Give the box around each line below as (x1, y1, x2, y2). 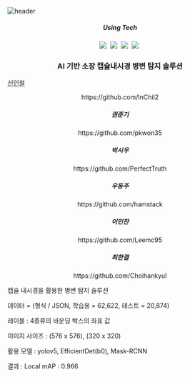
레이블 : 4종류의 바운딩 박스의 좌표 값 (7, 316, 111, 325)
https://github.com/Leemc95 (77, 236, 163, 244)
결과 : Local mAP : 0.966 (7, 362, 79, 371)
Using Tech (102, 23, 138, 31)
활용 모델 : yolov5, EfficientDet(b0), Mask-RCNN (7, 347, 148, 356)
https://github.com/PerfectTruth (73, 164, 167, 173)
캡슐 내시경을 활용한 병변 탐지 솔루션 (7, 286, 109, 295)
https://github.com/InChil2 (81, 93, 159, 101)
